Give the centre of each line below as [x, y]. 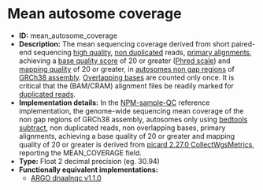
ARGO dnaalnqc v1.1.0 [66, 177]
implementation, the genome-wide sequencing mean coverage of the [131, 110]
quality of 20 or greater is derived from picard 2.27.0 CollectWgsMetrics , [137, 144]
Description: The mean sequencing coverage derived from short [124, 43]
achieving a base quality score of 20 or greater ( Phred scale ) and [124, 61]
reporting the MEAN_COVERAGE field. [80, 153]
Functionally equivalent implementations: [88, 170]
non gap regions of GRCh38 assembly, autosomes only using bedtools [133, 119]
